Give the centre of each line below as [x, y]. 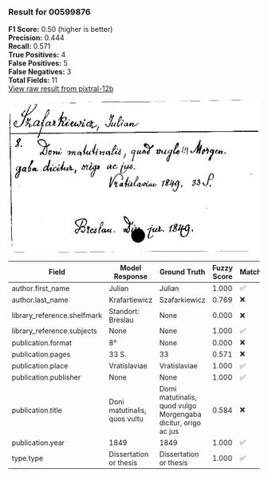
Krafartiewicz [131, 300]
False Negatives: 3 [40, 72]
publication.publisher [46, 377]
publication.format [41, 343]
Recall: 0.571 [30, 46]
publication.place [40, 366]
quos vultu [126, 419]
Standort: [124, 311]
